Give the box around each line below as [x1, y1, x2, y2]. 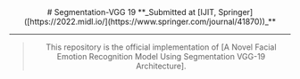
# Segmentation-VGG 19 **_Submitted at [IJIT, [46, 7, 217, 17]
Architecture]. [135, 60, 187, 71]
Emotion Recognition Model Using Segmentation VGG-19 [56, 51, 266, 61]
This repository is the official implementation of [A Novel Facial [46, 42, 277, 52]
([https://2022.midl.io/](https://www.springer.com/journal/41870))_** [23, 16, 277, 27]
